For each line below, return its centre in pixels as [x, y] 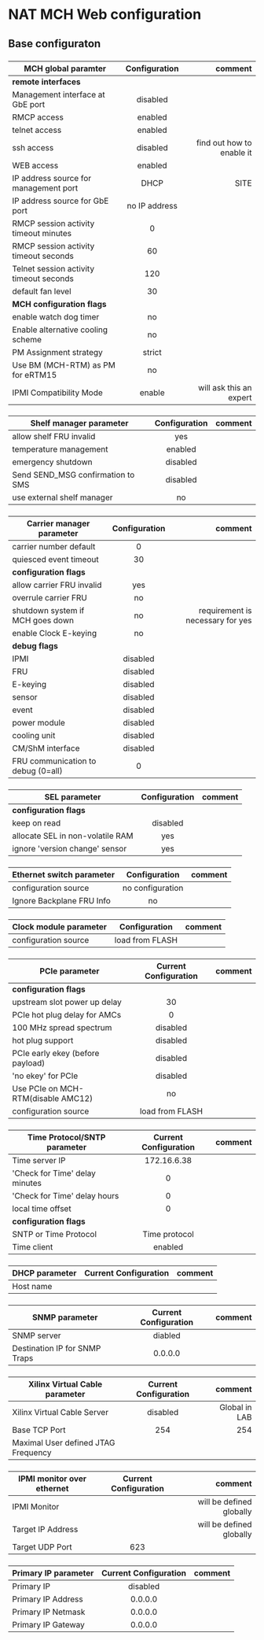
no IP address [152, 205]
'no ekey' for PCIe [45, 1076]
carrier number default [54, 547]
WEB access [35, 165]
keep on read [37, 823]
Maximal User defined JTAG [64, 1442]
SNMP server [37, 1335]
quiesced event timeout [56, 560]
